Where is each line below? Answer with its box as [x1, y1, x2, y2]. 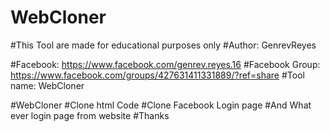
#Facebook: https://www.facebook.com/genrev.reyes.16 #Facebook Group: [10, 58, 321, 70]
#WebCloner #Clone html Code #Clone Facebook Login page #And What [10, 99, 312, 111]
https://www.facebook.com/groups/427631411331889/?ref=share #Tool [10, 69, 305, 81]
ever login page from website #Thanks [10, 109, 170, 121]
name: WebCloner [10, 79, 85, 91]
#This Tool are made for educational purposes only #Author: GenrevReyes [10, 39, 317, 51]
